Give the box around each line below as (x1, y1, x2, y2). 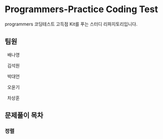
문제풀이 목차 (5, 111, 44, 120)
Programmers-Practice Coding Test (5, 4, 158, 15)
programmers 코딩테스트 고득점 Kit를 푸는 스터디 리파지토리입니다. (5, 21, 138, 27)
